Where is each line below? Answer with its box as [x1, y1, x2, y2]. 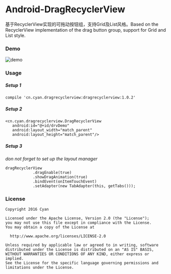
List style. [5, 32, 26, 38]
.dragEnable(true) [32, 170, 72, 175]
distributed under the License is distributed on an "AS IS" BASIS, [5, 247, 154, 253]
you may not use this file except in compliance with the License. [5, 220, 152, 225]
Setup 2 [5, 106, 22, 112]
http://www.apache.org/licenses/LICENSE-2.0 [10, 234, 106, 239]
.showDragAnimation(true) [32, 175, 88, 180]
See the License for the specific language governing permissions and [5, 261, 159, 266]
